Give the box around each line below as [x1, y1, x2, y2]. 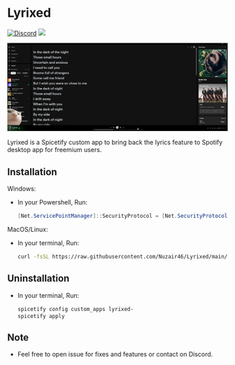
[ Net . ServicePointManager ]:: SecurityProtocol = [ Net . [17, 212, 178, 220]
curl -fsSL [17, 253, 50, 260]
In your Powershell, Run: [17, 198, 88, 207]
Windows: [7, 184, 36, 193]
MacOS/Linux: [7, 225, 48, 233]
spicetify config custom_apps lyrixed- [17, 305, 134, 312]
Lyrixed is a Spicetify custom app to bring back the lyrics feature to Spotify [7, 138, 223, 146]
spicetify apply [17, 312, 65, 319]
